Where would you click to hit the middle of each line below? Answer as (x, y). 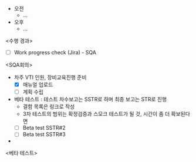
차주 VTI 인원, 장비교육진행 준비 (50, 77)
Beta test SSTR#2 (44, 128)
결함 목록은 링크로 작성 (49, 106)
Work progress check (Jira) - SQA (55, 52)
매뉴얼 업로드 (38, 85)
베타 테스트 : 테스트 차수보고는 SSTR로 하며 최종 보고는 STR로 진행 (90, 99)
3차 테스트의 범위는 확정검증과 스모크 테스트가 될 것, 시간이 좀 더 (96, 114)
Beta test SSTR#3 (44, 135)
